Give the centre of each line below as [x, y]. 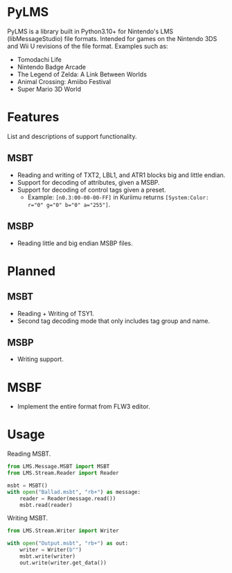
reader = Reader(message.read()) [68, 498]
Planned [32, 271]
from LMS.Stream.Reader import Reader [63, 473]
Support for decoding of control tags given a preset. [91, 190]
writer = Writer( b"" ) [51, 550]
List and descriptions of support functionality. [72, 136]
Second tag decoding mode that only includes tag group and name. [113, 321]
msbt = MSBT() [28, 485]
